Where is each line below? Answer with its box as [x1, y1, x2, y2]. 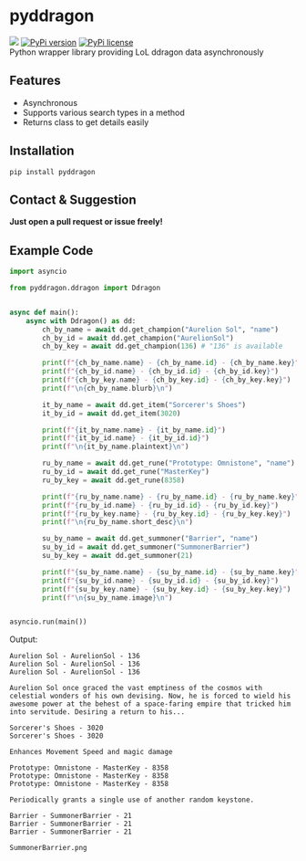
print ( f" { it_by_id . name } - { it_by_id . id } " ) [42, 434, 209, 443]
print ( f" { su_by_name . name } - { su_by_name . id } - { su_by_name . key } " [42, 567, 300, 576]
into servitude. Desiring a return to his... [9, 708, 185, 717]
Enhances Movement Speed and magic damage [9, 748, 173, 757]
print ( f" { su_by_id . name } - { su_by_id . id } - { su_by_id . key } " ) [42, 576, 280, 585]
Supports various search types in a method [22, 107, 185, 118]
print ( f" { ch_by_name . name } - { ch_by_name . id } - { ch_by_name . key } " [42, 358, 300, 368]
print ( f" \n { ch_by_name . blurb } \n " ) [42, 383, 173, 393]
